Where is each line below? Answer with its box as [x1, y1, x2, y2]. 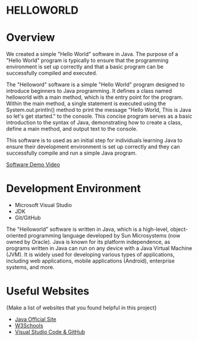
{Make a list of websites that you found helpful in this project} [6, 304, 157, 311]
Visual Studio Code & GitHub [14, 329, 85, 335]
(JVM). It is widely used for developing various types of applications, [6, 251, 175, 258]
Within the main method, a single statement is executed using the [6, 100, 166, 107]
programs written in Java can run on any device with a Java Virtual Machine [6, 245, 192, 252]
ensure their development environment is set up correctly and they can [6, 143, 180, 151]
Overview [6, 31, 55, 45]
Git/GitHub [14, 214, 41, 221]
